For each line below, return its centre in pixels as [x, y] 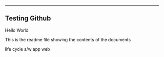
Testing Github [28, 18]
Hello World [17, 30]
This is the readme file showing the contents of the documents [68, 39]
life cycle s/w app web [28, 49]
